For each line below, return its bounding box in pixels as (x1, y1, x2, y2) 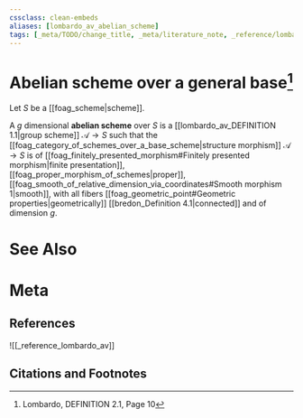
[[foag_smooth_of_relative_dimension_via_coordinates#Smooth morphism (9, 178, 282, 190)
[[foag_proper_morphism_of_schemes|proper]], (9, 169, 187, 180)
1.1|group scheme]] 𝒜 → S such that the (9, 129, 158, 140)
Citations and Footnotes (9, 367, 147, 382)
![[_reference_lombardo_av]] (9, 339, 115, 350)
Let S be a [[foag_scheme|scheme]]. (9, 102, 145, 113)
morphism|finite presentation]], (9, 159, 125, 170)
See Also (9, 238, 78, 259)
